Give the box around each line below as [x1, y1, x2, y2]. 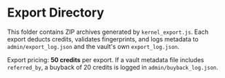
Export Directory [7, 5, 105, 21]
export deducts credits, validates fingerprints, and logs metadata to [7, 35, 199, 43]
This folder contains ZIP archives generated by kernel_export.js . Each [7, 28, 209, 36]
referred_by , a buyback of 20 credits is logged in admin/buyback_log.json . [7, 63, 219, 71]
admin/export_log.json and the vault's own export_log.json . [7, 42, 179, 50]
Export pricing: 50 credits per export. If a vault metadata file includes [7, 55, 204, 64]
